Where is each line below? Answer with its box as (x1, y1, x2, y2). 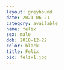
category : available (6, 20, 59, 26)
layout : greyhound (6, 9, 53, 15)
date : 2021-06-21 (6, 15, 50, 21)
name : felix (6, 26, 36, 32)
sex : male (6, 32, 31, 38)
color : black (6, 43, 39, 49)
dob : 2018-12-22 (6, 37, 47, 43)
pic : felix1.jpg (6, 54, 47, 60)
